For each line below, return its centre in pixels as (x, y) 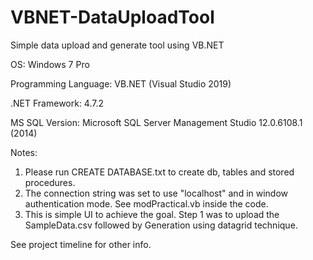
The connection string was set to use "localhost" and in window (156, 193)
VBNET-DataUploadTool (112, 17)
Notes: (24, 152)
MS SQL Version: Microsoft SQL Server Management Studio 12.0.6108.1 (156, 122)
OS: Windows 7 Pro (50, 64)
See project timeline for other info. (81, 244)
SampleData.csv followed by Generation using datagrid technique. (161, 225)
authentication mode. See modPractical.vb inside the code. (146, 203)
